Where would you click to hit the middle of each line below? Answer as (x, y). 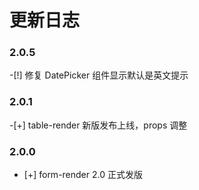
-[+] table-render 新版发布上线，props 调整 (98, 125)
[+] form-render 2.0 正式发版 (83, 175)
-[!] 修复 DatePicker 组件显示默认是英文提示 (99, 75)
